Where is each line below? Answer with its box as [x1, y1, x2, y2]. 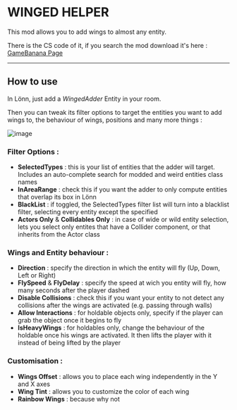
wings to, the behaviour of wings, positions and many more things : [7, 116, 202, 124]
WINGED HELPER [7, 4, 109, 20]
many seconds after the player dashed [17, 286, 130, 294]
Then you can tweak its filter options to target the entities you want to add [7, 108, 222, 116]
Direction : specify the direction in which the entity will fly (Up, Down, [17, 263, 221, 272]
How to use [7, 75, 58, 88]
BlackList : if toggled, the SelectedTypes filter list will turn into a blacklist [17, 200, 229, 209]
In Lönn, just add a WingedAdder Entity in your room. [7, 94, 162, 103]
